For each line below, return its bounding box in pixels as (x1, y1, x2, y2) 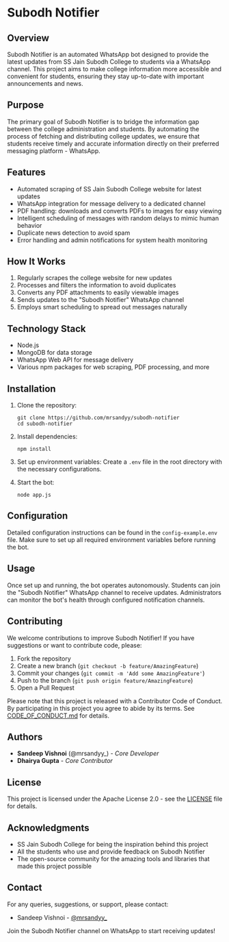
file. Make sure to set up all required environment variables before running (7, 535, 216, 543)
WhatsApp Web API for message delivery (16, 355, 134, 364)
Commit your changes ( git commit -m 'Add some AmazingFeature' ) (16, 669, 205, 677)
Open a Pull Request (16, 683, 75, 692)
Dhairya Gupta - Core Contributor (16, 757, 113, 765)
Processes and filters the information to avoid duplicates (16, 281, 176, 290)
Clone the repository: (16, 401, 77, 410)
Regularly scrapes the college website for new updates (16, 274, 172, 282)
